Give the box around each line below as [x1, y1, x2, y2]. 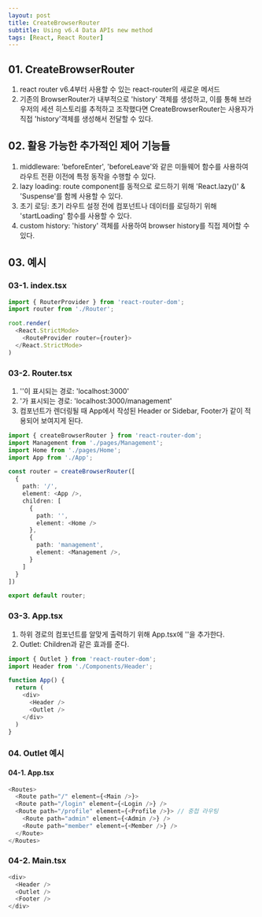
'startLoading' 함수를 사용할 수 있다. [19, 210, 132, 221]
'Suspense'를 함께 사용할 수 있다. [19, 191, 124, 201]
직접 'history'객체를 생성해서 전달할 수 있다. [19, 114, 153, 124]
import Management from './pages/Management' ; [8, 439, 164, 447]
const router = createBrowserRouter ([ [8, 468, 135, 476]
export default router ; [8, 592, 87, 600]
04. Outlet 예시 [8, 748, 65, 759]
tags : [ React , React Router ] [8, 33, 104, 42]
